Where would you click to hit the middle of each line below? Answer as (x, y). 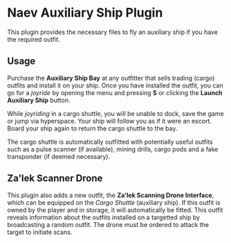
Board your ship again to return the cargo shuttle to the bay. (92, 128)
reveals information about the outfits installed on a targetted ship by (104, 217)
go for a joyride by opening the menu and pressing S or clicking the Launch (115, 92)
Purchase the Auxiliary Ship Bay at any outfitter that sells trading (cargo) (111, 78)
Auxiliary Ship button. (39, 100)
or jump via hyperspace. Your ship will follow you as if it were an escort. (110, 121)
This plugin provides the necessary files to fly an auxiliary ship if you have (112, 32)
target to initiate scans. (40, 232)
